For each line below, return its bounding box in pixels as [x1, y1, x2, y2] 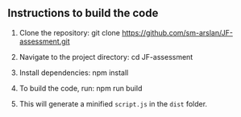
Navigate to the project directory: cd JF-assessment [19, 52, 193, 61]
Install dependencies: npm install [19, 68, 129, 77]
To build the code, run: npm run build [19, 83, 143, 93]
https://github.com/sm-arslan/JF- [121, 27, 233, 37]
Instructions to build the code [7, 6, 159, 20]
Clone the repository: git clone [19, 27, 120, 37]
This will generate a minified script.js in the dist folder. [19, 98, 207, 108]
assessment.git [19, 36, 70, 46]
